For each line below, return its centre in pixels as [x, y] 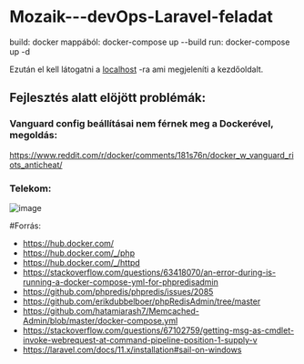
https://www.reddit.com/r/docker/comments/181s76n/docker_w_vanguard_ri [152, 155]
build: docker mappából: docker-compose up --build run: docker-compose [150, 42]
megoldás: [33, 136]
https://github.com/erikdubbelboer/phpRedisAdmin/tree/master [142, 301]
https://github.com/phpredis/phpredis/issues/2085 [118, 291]
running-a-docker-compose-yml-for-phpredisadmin [120, 282]
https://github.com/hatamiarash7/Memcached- [111, 310]
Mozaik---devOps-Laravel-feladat [141, 17]
